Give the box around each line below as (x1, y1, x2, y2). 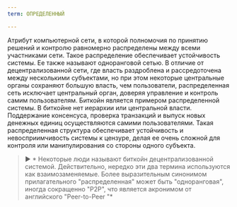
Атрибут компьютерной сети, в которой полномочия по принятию (7, 36, 209, 45)
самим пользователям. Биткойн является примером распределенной (7, 96, 220, 105)
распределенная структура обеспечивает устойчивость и (7, 126, 184, 134)
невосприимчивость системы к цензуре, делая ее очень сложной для (7, 134, 221, 142)
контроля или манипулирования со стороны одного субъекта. (7, 141, 196, 149)
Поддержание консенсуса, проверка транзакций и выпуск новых (7, 111, 206, 119)
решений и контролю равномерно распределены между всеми (7, 43, 200, 52)
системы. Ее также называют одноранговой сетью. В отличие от (7, 58, 204, 67)
